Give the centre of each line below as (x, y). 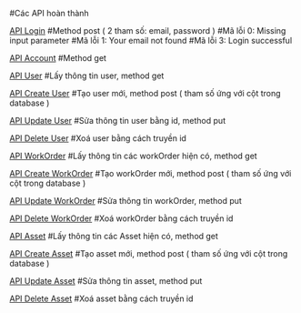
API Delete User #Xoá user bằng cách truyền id (98, 138)
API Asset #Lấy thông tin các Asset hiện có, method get (114, 236)
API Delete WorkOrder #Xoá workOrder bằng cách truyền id (121, 218)
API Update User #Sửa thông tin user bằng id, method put (117, 121)
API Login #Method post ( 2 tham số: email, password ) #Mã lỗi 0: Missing (148, 30)
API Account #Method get (58, 58)
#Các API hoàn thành (49, 13)
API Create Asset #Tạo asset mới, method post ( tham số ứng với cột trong (149, 253)
